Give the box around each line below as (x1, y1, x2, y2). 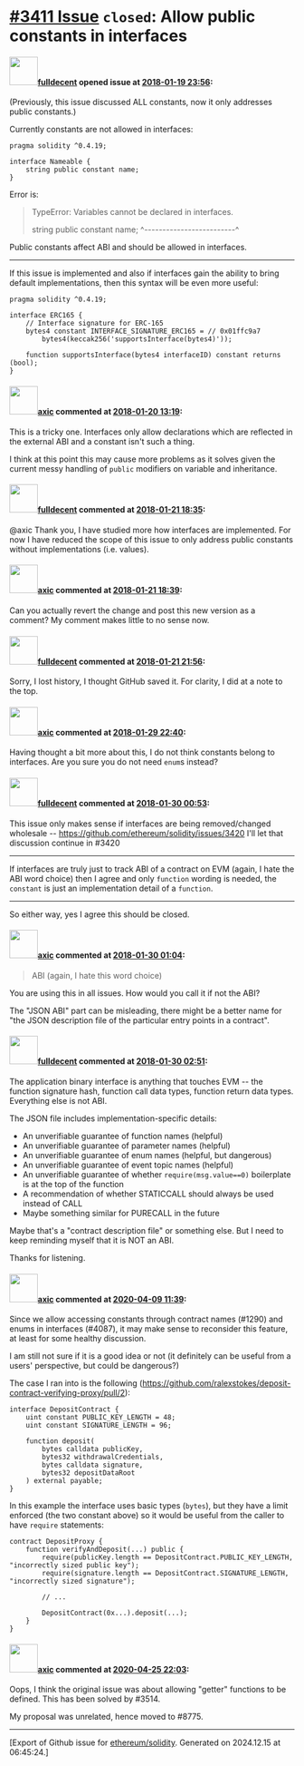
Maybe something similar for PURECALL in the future (22, 1208, 220, 1219)
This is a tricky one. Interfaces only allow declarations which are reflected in (9, 426, 293, 437)
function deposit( (25, 1437, 95, 1446)
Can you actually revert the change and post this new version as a (9, 605, 256, 616)
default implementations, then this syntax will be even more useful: (9, 278, 259, 288)
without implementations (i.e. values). (9, 543, 149, 554)
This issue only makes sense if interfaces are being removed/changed (9, 818, 271, 829)
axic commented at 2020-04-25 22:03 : (37, 1664, 190, 1674)
